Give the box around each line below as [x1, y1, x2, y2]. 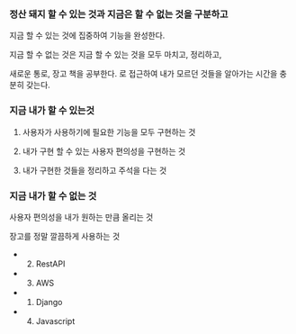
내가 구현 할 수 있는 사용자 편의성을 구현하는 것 [22, 146, 186, 157]
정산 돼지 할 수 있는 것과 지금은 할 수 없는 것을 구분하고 [9, 7, 229, 20]
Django [35, 296, 63, 307]
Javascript [35, 315, 76, 326]
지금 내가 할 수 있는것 [9, 104, 94, 117]
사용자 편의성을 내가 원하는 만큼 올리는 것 [9, 212, 154, 222]
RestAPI [35, 258, 66, 269]
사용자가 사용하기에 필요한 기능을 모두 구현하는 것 [22, 126, 196, 137]
